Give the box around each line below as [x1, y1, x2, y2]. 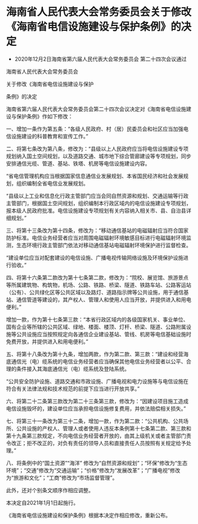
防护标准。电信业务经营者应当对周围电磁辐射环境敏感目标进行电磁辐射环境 [6, 234, 186, 241]
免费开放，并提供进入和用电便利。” [6, 338, 89, 345]
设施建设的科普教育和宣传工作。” [11, 132, 89, 140]
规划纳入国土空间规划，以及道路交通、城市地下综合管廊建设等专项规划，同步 [6, 152, 192, 160]
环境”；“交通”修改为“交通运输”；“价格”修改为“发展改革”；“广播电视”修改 [6, 466, 180, 474]
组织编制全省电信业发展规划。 [16, 180, 89, 187]
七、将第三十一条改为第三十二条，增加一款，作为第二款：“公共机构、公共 [6, 417, 184, 424]
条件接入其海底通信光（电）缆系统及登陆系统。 [16, 365, 130, 372]
